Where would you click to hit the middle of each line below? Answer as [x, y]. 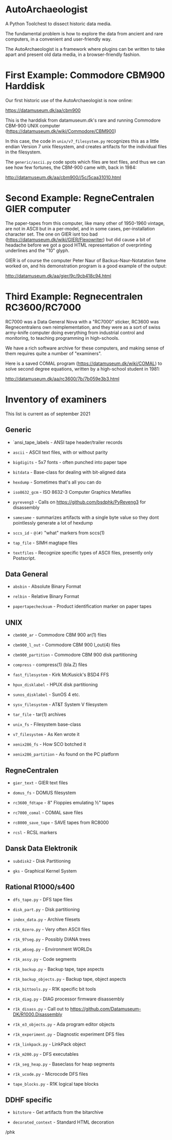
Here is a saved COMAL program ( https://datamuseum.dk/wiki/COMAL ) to [84, 363]
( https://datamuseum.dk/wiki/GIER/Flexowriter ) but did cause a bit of [78, 239]
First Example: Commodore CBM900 [85, 75]
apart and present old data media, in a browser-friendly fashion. [73, 54]
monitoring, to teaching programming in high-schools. [62, 338]
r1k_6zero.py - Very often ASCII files [52, 929]
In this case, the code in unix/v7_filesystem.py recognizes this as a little [82, 141]
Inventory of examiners [56, 399]
